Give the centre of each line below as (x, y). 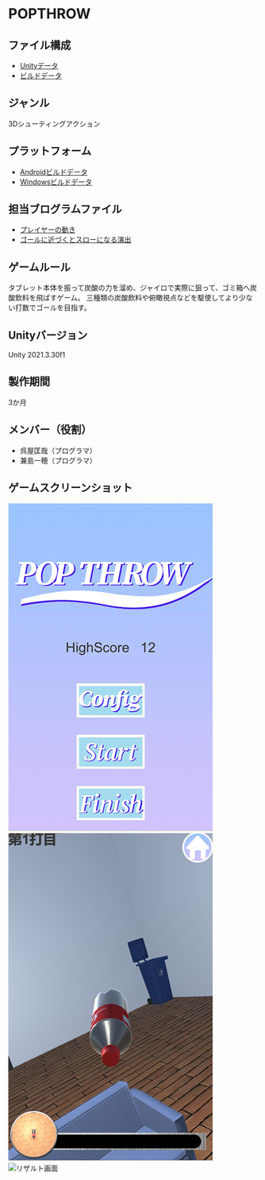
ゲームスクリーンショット (71, 488)
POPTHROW (50, 14)
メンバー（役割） (50, 430)
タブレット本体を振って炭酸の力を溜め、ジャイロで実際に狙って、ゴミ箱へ (129, 288)
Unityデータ (39, 66)
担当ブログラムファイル (65, 209)
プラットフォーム (50, 151)
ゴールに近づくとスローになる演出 (75, 240)
